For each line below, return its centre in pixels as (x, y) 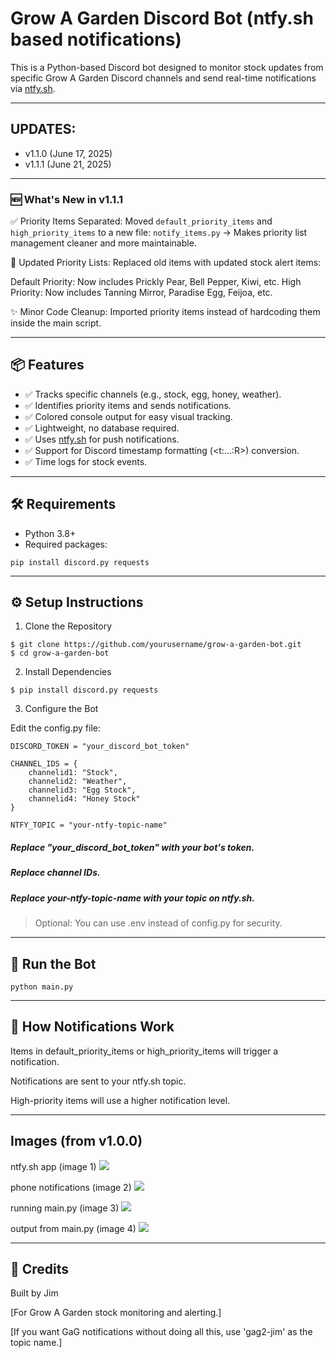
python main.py (42, 987)
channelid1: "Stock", (73, 773)
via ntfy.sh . (33, 88)
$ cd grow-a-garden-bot (60, 653)
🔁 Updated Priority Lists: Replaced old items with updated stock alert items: (166, 263)
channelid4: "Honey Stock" (84, 799)
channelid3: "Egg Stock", (82, 790)
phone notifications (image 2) (71, 1187)
